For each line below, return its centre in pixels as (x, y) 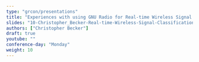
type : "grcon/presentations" (42, 12)
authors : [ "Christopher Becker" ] (47, 28)
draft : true (21, 34)
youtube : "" (21, 39)
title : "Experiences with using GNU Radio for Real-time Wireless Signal (99, 17)
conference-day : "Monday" (38, 45)
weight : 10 (20, 50)
